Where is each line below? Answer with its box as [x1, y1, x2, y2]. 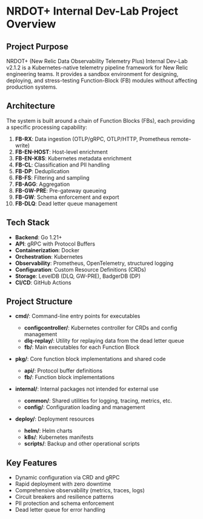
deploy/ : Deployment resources [15, 415, 95, 423]
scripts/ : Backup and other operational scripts [24, 440, 140, 447]
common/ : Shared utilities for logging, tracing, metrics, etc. [24, 397, 173, 405]
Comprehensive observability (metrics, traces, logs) [15, 487, 145, 494]
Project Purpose [6, 41, 68, 52]
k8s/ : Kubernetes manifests [24, 433, 94, 441]
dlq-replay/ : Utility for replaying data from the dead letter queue [24, 337, 185, 345]
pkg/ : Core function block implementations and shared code [15, 356, 166, 363]
